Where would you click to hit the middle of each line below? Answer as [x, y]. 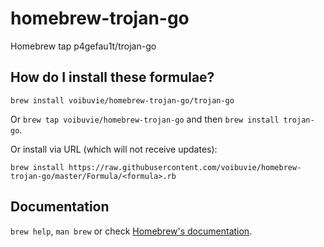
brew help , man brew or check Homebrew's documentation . [131, 231]
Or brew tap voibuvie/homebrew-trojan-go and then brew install [145, 119]
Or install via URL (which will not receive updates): [114, 149]
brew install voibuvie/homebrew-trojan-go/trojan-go [122, 100]
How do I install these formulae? [112, 77]
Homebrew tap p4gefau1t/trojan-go [83, 46]
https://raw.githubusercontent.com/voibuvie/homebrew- [185, 167]
